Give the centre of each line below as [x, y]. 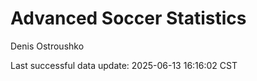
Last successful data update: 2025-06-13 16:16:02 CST [124, 65]
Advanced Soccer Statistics [128, 18]
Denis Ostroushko [47, 46]
